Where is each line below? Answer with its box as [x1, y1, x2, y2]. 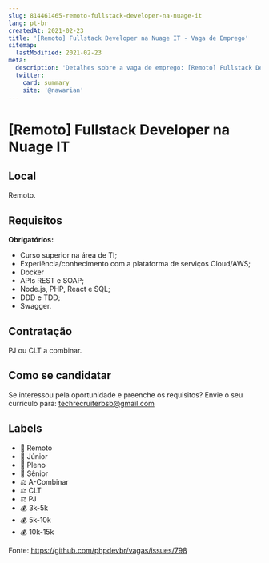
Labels [8, 421, 42, 436]
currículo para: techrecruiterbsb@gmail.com [8, 398, 155, 408]
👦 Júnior [19, 451, 48, 461]
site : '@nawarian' [22, 86, 84, 94]
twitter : [15, 71, 45, 79]
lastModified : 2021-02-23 [15, 49, 102, 57]
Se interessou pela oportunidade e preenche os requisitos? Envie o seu [8, 389, 243, 400]
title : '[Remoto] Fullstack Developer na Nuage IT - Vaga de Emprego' [8, 34, 249, 42]
